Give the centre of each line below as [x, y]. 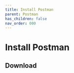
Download [21, 65]
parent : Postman [22, 14]
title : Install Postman [29, 10]
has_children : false [26, 19]
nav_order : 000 [21, 23]
